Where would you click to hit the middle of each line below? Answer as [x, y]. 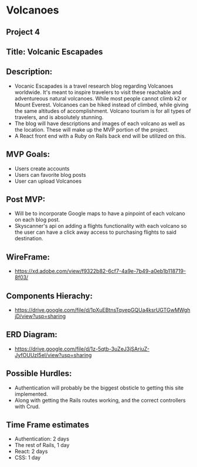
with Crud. [27, 406]
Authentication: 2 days [42, 439]
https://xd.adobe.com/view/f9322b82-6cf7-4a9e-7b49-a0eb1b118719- [100, 271]
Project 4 [23, 32]
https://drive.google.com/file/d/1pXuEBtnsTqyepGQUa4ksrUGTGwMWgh [102, 310]
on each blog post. [37, 220]
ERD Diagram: [32, 335]
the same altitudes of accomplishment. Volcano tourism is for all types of [103, 111]
